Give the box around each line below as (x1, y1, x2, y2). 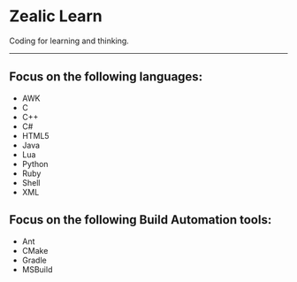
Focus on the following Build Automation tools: (9, 212, 272, 227)
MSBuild (21, 263, 53, 275)
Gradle (21, 255, 47, 265)
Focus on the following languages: (9, 69, 203, 85)
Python (21, 158, 49, 169)
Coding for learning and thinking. (9, 35, 130, 46)
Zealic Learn (9, 6, 103, 27)
